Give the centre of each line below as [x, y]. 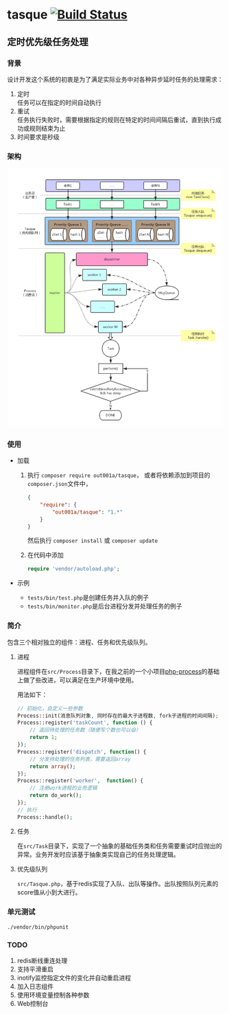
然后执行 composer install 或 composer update [93, 540]
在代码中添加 [45, 555]
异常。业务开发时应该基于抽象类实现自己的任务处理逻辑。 [98, 854]
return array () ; [53, 767]
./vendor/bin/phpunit [38, 927]
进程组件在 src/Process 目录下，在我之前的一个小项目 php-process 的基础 [118, 671]
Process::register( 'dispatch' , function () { [82, 752]
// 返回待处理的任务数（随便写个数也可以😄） [86, 730]
